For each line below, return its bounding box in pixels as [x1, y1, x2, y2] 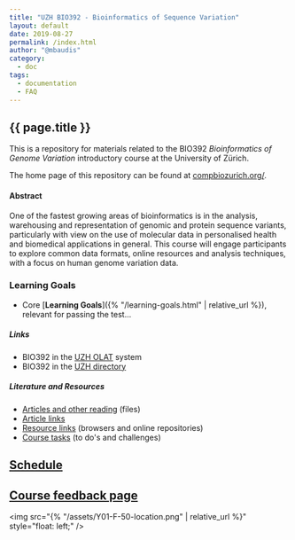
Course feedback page [9, 488, 139, 503]
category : [9, 54, 46, 63]
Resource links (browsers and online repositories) [21, 422, 204, 433]
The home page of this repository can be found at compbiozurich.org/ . [9, 170, 268, 181]
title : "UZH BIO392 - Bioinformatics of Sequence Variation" [9, 12, 240, 22]
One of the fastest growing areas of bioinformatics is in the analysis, [9, 210, 259, 221]
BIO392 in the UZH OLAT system [21, 351, 142, 362]
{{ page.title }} [9, 120, 91, 135]
